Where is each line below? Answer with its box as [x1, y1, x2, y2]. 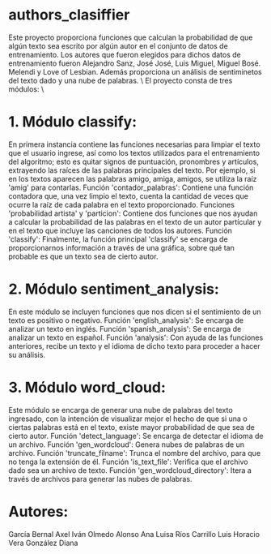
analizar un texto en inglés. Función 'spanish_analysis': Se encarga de [8, 324, 242, 333]
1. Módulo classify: [8, 113, 138, 131]
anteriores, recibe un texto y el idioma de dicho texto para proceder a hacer [8, 341, 260, 350]
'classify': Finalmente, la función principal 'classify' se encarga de [8, 234, 228, 244]
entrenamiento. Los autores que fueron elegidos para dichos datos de [8, 49, 241, 59]
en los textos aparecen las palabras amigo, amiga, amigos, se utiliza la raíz [8, 174, 257, 183]
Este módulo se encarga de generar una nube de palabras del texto [8, 405, 233, 414]
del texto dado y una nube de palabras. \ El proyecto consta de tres [8, 75, 233, 85]
